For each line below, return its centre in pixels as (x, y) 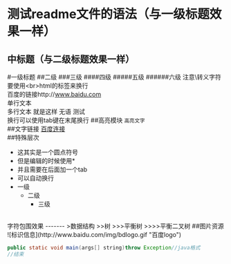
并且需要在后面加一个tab (52, 169)
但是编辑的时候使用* (46, 161)
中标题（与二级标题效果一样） (71, 59)
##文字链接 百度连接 (36, 129)
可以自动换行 (35, 178)
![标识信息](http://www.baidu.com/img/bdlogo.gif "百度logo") (94, 235)
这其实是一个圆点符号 (47, 152)
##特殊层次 (23, 138)
